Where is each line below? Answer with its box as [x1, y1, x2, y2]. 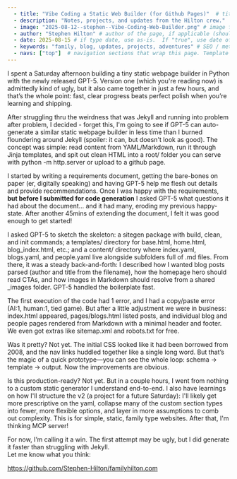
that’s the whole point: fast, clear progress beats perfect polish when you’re [7, 91, 227, 100]
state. [7, 209, 24, 218]
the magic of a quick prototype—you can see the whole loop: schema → [7, 355, 217, 364]
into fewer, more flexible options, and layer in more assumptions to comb [7, 406, 219, 415]
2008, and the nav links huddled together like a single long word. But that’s [7, 348, 224, 356]
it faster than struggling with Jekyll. [7, 442, 110, 451]
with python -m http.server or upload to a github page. [7, 158, 166, 166]
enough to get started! [7, 216, 73, 225]
